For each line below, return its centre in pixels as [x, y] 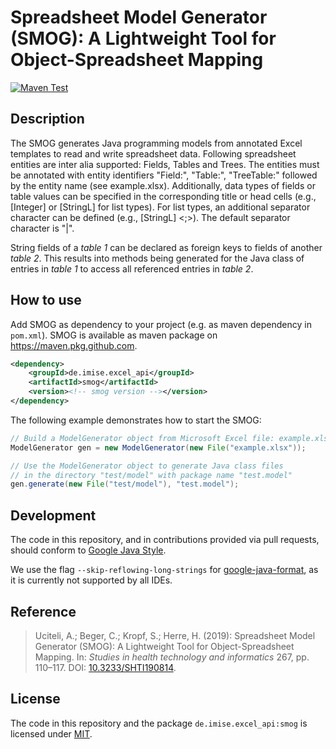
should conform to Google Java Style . [88, 550]
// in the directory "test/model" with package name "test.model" [151, 475]
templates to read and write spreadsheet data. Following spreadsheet [153, 153]
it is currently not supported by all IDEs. [91, 580]
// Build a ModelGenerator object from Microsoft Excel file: [142, 438]
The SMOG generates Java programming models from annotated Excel [156, 143]
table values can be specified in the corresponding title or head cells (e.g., [163, 196]
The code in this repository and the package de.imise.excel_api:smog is [159, 723]
